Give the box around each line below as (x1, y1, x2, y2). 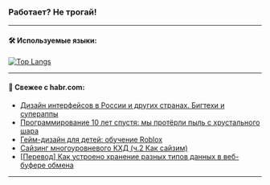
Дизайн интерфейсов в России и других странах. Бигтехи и (19, 100, 225, 110)
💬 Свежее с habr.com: (8, 83, 85, 92)
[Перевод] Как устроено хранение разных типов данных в (19, 151, 223, 161)
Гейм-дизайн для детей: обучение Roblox (19, 134, 163, 144)
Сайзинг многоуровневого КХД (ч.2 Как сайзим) (19, 143, 188, 153)
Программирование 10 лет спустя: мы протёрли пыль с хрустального (19, 117, 260, 127)
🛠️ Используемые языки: (8, 35, 97, 45)
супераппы (19, 109, 59, 118)
